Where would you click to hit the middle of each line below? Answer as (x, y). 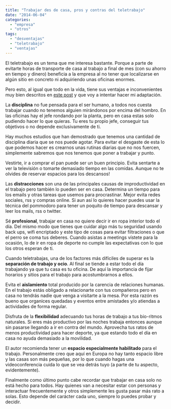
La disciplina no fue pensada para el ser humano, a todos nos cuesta (79, 105)
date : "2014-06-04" (26, 15)
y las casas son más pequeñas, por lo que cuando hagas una (70, 359)
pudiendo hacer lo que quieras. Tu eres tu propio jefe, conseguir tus (77, 121)
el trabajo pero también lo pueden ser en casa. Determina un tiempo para (83, 189)
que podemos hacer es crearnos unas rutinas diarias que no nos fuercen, (83, 147)
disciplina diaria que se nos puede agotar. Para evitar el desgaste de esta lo (85, 142)
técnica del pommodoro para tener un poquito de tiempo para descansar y (84, 206)
